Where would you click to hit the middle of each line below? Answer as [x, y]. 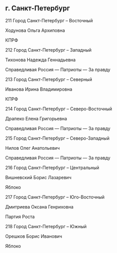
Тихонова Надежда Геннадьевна [40, 60]
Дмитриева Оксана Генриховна [39, 206]
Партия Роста [20, 217]
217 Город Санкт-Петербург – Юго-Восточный [55, 197]
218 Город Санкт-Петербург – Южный [46, 226]
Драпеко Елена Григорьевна [36, 118]
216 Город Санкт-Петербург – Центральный [52, 167]
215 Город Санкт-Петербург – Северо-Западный [57, 138]
